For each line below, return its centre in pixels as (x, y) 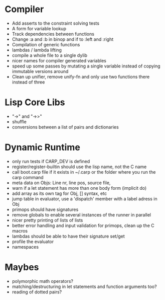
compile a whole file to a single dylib (50, 55)
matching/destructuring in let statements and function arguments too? (84, 286)
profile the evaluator (33, 241)
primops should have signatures (45, 209)
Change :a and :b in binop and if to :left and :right (63, 39)
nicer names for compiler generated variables (59, 60)
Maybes (22, 267)
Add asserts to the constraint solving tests (56, 23)
